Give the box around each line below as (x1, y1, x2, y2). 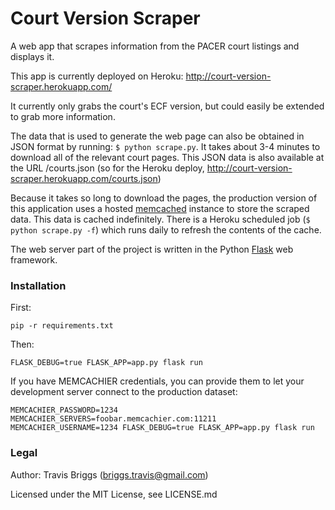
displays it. (10, 50, 55, 62)
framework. (10, 253, 58, 266)
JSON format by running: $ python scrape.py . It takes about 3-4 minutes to (10, 140, 321, 152)
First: (10, 302, 32, 314)
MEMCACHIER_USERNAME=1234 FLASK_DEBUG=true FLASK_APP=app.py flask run (10, 423, 315, 433)
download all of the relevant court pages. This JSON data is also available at (10, 151, 325, 163)
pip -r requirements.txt (10, 321, 114, 331)
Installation (10, 278, 67, 292)
